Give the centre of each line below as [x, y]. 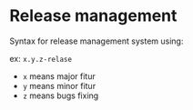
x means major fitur [59, 76]
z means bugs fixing [61, 95]
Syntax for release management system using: [96, 41]
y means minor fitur [59, 85]
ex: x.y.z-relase [41, 58]
